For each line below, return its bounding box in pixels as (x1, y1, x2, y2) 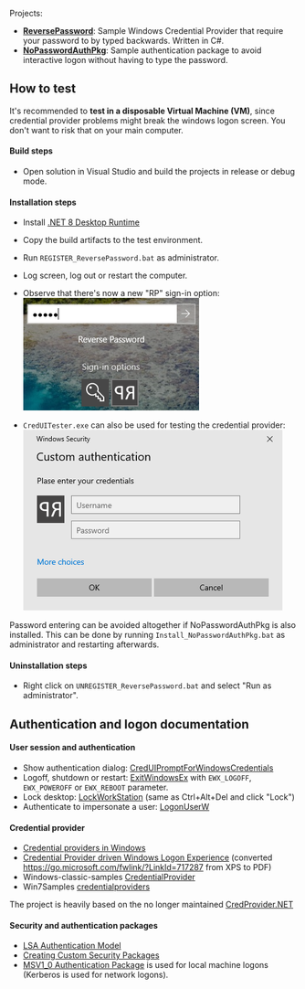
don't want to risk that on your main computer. (9, 124, 184, 135)
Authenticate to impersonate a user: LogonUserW (22, 802, 210, 813)
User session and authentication (9, 742, 136, 753)
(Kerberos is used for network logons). (22, 969, 169, 981)
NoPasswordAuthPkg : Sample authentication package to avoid (22, 45, 262, 56)
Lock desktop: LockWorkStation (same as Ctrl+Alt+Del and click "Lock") (22, 792, 295, 803)
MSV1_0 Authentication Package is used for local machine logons (22, 960, 269, 971)
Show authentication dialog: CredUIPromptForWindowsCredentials (22, 762, 274, 773)
